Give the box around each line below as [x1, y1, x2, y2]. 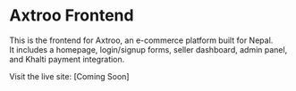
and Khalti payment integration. [9, 54, 125, 64]
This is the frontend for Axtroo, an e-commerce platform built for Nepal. [9, 35, 274, 45]
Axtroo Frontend [9, 5, 134, 26]
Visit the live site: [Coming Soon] [9, 70, 130, 81]
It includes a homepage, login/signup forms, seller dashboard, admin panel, [9, 44, 288, 54]
